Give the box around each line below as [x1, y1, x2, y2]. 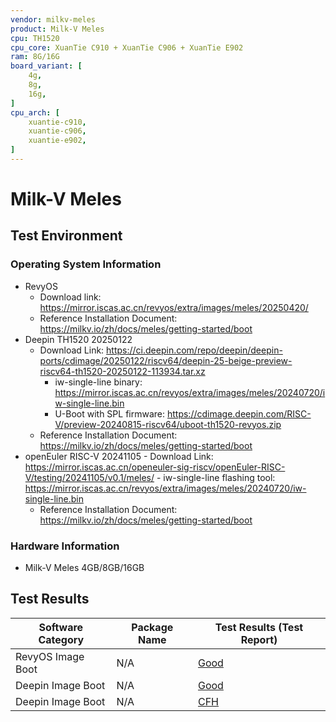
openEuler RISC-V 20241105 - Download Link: [24, 450, 214, 462]
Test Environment [10, 227, 123, 245]
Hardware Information [10, 539, 120, 553]
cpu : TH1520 [10, 33, 60, 43]
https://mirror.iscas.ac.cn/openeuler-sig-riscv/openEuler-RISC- [24, 461, 286, 473]
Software [38, 620, 84, 634]
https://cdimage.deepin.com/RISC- [166, 407, 312, 420]
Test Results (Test [214, 620, 304, 634]
